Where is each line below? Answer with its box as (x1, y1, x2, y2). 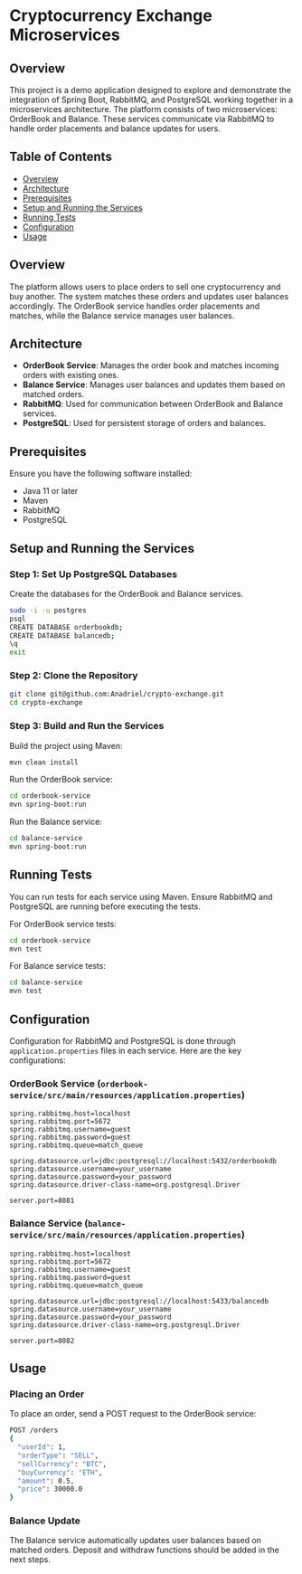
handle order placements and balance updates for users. (9, 123, 222, 134)
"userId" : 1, (17, 1443, 67, 1452)
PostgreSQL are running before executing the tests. (9, 901, 201, 912)
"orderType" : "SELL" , (17, 1451, 99, 1460)
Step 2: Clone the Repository (9, 669, 138, 682)
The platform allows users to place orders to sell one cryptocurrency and (9, 281, 281, 292)
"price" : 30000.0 (17, 1484, 83, 1493)
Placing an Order (9, 1388, 85, 1400)
